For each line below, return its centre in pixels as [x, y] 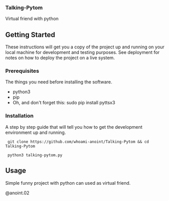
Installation [20, 116]
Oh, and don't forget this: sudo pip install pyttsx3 [64, 103]
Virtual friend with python [32, 19]
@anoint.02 [17, 193]
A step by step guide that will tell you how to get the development [74, 127]
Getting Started [30, 35]
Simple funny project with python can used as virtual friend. [68, 183]
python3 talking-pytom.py [35, 155]
